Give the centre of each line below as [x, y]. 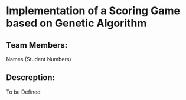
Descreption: [30, 78]
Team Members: [37, 45]
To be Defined [23, 92]
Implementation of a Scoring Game [93, 11]
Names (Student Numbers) [39, 59]
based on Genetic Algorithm [76, 23]
